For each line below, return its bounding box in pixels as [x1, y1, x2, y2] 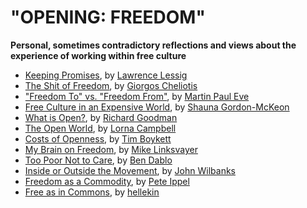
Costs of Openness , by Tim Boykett [24, 132, 172, 145]
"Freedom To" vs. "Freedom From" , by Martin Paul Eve [24, 90, 250, 102]
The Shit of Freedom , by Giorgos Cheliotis [24, 79, 198, 91]
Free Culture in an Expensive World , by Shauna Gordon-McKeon [24, 101, 290, 113]
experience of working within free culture [10, 49, 187, 61]
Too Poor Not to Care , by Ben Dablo [24, 154, 173, 166]
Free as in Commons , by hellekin [24, 186, 160, 198]
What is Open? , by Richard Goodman [24, 111, 178, 123]
